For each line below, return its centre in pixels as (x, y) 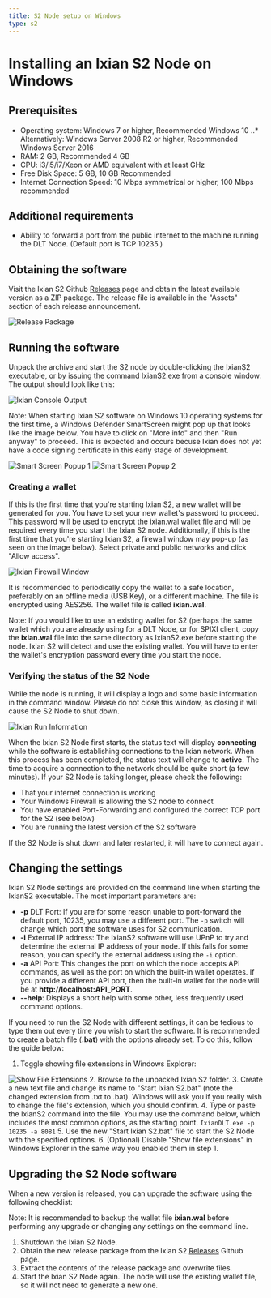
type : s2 (23, 24)
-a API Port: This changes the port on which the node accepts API (130, 964)
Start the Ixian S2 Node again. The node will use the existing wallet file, (138, 1277)
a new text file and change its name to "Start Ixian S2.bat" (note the (121, 1088)
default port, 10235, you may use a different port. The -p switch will (132, 920)
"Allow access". (34, 556)
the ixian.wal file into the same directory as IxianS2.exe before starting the (133, 638)
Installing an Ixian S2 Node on (110, 64)
